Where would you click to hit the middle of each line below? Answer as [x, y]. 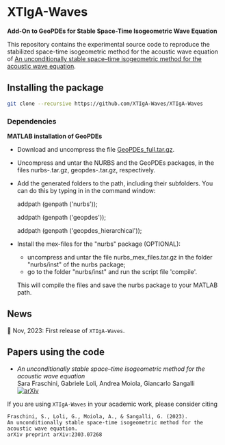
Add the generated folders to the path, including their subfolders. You [115, 183]
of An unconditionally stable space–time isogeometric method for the [104, 58]
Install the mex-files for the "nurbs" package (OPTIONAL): [99, 244]
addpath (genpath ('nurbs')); [57, 204]
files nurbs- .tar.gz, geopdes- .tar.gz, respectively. [86, 170]
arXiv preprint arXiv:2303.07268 [55, 434]
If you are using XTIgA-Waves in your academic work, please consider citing [112, 404]
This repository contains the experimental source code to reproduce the [109, 44]
